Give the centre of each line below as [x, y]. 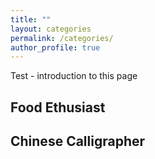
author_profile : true [55, 47]
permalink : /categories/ [62, 38]
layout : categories [51, 29]
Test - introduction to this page [74, 76]
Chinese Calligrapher [78, 141]
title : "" [31, 19]
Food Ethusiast [58, 107]
